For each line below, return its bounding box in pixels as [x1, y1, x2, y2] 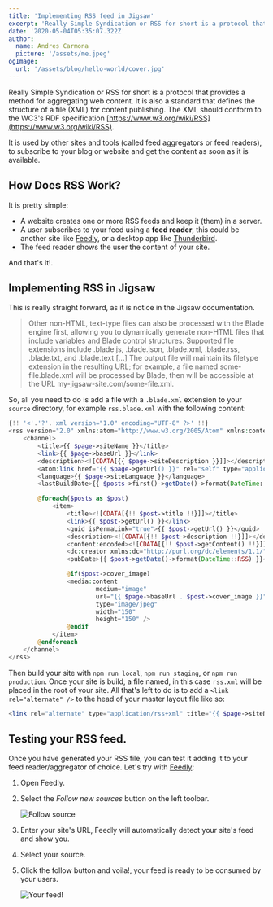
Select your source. [19, 850, 86, 860]
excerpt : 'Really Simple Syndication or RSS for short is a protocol [8, 20, 249, 28]
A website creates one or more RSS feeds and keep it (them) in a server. [19, 216, 262, 226]
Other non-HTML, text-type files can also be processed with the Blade [28, 318, 265, 328]
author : [8, 34, 35, 43]
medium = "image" [95, 585, 148, 593]
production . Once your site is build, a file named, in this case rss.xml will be [8, 677, 262, 686]
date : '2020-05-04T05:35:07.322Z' [8, 27, 126, 35]
